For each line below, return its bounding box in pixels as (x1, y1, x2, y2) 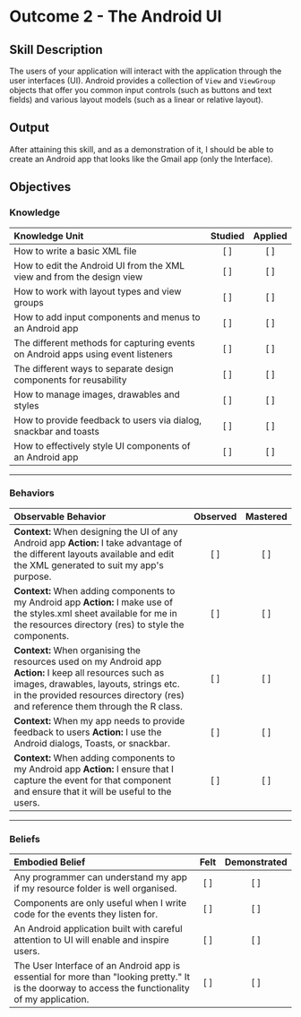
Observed (193, 510, 237, 522)
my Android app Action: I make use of (13, 596, 173, 608)
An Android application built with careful (13, 923, 183, 935)
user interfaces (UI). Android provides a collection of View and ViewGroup (9, 75, 276, 86)
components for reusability (13, 374, 127, 386)
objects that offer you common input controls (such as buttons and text (9, 85, 272, 95)
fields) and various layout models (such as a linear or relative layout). (9, 94, 264, 105)
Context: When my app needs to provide (13, 714, 185, 727)
